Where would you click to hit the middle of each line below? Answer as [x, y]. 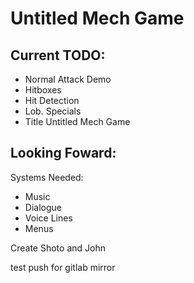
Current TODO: [58, 55]
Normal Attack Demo [68, 79]
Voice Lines [48, 218]
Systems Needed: [47, 177]
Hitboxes [43, 90]
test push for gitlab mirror [63, 267]
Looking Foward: [63, 153]
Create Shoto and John [58, 248]
